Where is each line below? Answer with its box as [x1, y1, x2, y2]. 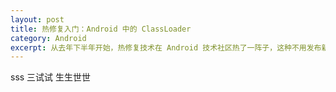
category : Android [10, 33, 87, 43]
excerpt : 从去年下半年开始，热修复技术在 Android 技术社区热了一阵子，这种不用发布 [10, 42, 322, 53]
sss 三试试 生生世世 [10, 71, 92, 83]
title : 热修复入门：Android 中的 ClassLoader [10, 24, 192, 34]
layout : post [10, 14, 65, 25]
